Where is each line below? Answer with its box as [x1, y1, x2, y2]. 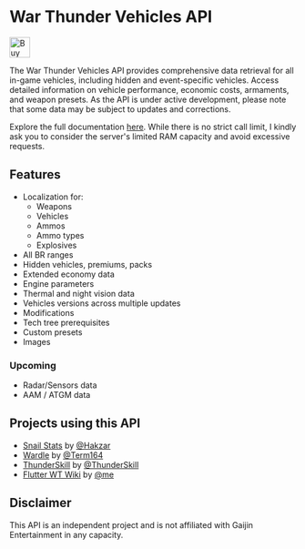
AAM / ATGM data [22, 390, 91, 401]
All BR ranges [22, 249, 74, 260]
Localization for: [22, 191, 84, 202]
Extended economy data [22, 269, 116, 280]
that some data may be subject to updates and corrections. [9, 103, 231, 115]
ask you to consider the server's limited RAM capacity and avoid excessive [9, 130, 290, 142]
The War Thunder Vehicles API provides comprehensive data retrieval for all [9, 65, 294, 76]
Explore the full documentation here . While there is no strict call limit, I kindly [9, 121, 297, 132]
